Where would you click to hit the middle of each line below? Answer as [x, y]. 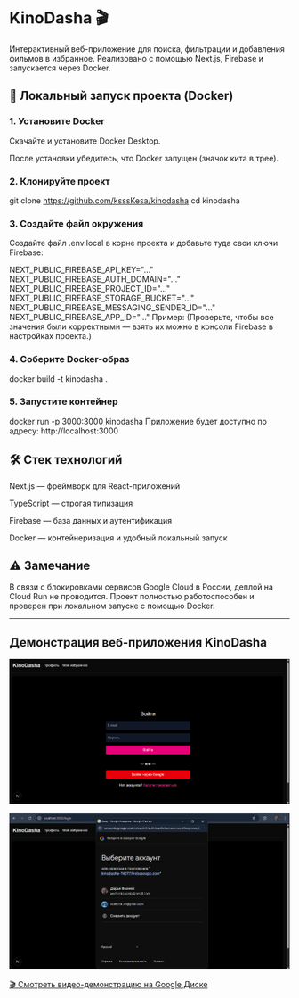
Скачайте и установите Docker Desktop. [85, 141]
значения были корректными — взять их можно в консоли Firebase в [141, 326]
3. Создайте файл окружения [77, 223]
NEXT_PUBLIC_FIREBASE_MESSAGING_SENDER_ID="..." [113, 308]
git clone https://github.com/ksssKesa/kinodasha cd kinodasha [125, 200]
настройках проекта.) [50, 336]
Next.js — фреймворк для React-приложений [95, 486]
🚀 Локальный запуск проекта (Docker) [121, 96]
